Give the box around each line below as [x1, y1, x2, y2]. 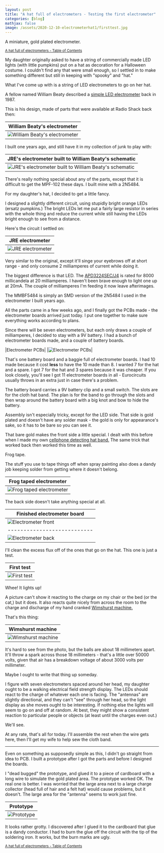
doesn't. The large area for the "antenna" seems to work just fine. [5, 791, 137, 797]
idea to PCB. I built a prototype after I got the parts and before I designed [5, 756, 152, 762]
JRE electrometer [9, 237, 50, 244]
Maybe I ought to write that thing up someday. [5, 672, 98, 678]
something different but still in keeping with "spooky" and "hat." [5, 72, 133, 78]
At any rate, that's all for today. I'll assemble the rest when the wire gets [5, 732, 149, 737]
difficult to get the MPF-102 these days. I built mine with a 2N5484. [5, 182, 140, 188]
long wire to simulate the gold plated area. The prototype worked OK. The [5, 776, 153, 782]
